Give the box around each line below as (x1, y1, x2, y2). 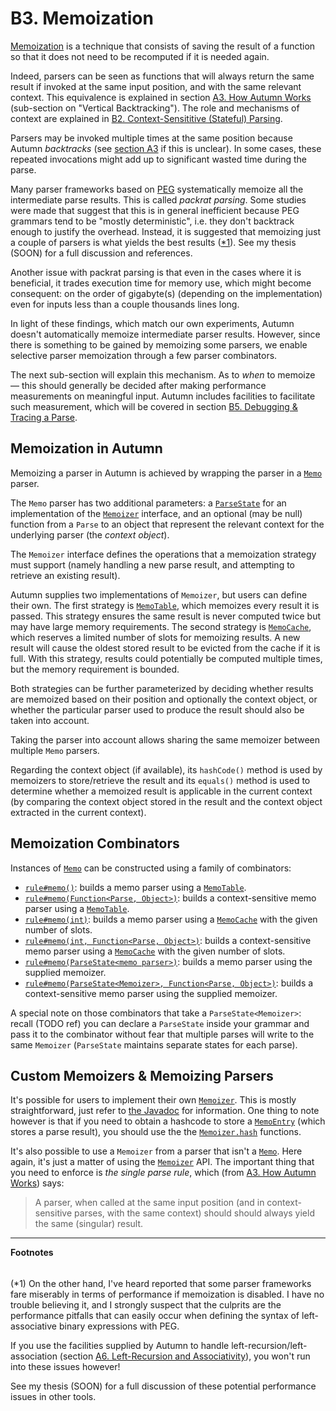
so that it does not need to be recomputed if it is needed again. (10, 50, 270, 62)
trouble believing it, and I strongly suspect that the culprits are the (10, 1298, 282, 1311)
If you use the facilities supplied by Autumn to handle (10, 1339, 230, 1351)
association (10, 1350, 58, 1362)
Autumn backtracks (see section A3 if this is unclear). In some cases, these (10, 142, 322, 154)
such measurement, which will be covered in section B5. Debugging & (10, 400, 298, 412)
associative (10, 1320, 58, 1332)
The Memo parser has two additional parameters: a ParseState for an (10, 497, 287, 509)
